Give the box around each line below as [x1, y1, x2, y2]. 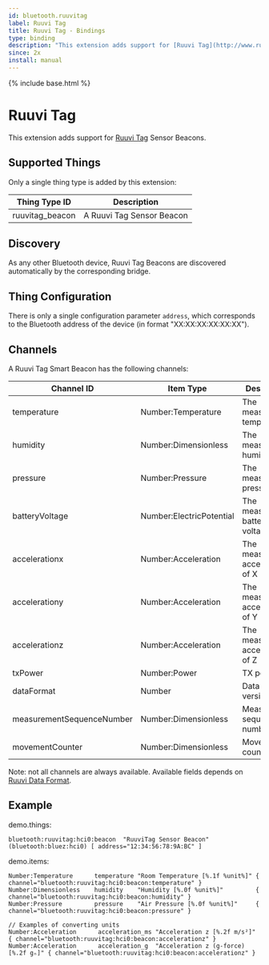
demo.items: [8, 856, 50, 866]
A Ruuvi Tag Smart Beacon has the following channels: [8, 364, 189, 374]
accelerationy [12, 597, 64, 608]
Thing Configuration [8, 290, 112, 303]
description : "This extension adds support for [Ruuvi [8, 42, 195, 50]
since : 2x [8, 49, 42, 57]
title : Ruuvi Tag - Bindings [8, 26, 106, 34]
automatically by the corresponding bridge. [8, 266, 151, 276]
